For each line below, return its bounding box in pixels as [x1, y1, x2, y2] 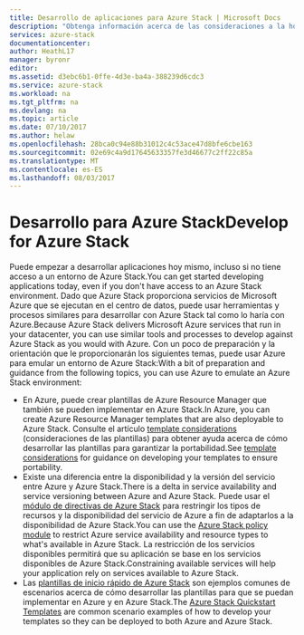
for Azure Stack [9, 232, 129, 252]
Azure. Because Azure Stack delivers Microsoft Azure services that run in [9, 319, 281, 331]
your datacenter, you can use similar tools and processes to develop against [9, 329, 294, 340]
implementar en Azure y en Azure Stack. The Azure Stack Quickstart [22, 597, 276, 608]
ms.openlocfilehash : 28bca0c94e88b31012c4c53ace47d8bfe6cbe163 [9, 140, 253, 149]
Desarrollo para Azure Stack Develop [9, 212, 290, 233]
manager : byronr [9, 55, 71, 64]
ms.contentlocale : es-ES [9, 165, 103, 174]
